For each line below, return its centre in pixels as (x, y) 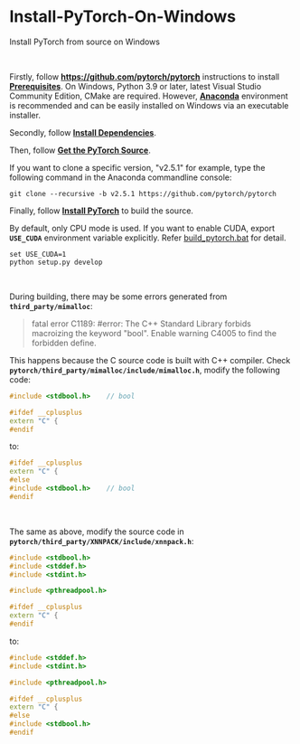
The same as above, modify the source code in (97, 532)
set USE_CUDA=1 (38, 254)
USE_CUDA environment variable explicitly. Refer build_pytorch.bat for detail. (148, 238)
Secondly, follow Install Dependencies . (83, 132)
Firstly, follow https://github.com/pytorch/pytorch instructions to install (145, 76)
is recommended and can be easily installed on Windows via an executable (149, 105)
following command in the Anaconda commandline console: (121, 177)
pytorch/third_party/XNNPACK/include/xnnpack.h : (102, 541)
